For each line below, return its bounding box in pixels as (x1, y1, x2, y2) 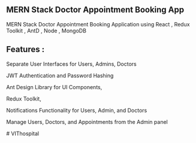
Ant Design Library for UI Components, (6, 83, 102, 90)
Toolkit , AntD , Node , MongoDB (6, 27, 87, 34)
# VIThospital (6, 130, 40, 137)
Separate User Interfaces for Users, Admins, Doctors (6, 60, 137, 68)
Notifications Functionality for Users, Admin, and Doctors (6, 107, 147, 114)
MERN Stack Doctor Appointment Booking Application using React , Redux (6, 20, 190, 28)
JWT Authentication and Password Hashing (6, 72, 114, 79)
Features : (6, 44, 45, 54)
